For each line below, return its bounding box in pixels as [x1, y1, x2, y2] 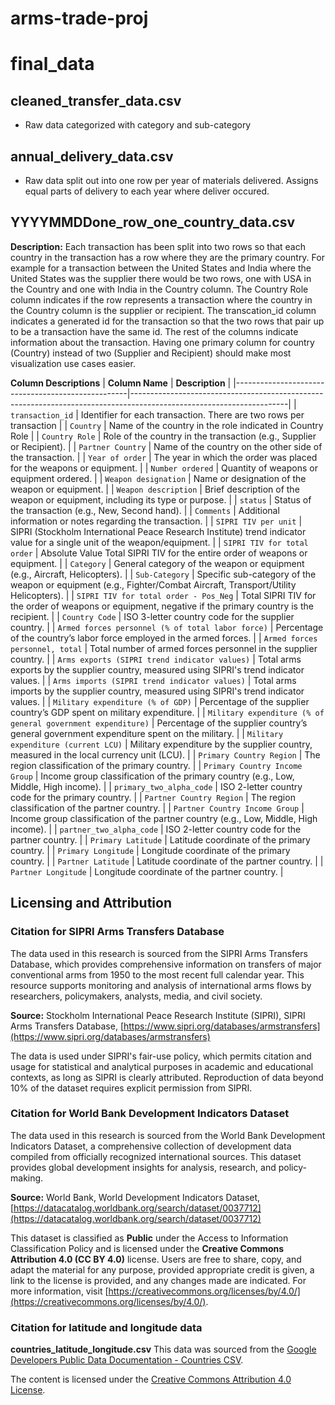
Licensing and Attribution [10, 895, 172, 912]
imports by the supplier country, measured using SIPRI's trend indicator [10, 685, 305, 697]
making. [10, 1172, 44, 1184]
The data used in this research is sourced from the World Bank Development [10, 1129, 326, 1141]
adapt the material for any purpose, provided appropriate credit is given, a [10, 1263, 315, 1276]
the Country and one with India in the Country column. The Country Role [10, 283, 309, 295]
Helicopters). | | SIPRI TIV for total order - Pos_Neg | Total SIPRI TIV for [10, 589, 317, 601]
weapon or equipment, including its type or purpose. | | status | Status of [10, 493, 312, 506]
